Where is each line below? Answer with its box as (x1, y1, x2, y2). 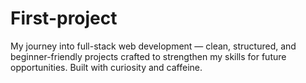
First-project (10, 7, 118, 30)
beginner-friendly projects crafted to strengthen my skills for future (10, 50, 287, 62)
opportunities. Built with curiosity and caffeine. (10, 61, 203, 73)
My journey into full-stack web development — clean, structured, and (10, 40, 297, 52)
